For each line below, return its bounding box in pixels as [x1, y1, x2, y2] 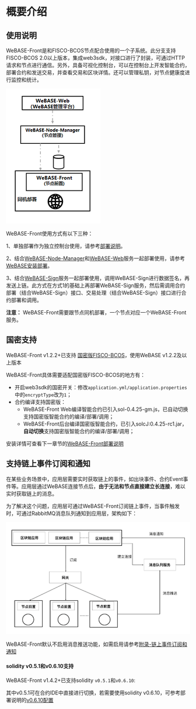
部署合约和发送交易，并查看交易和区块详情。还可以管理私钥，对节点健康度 [6, 69, 185, 76]
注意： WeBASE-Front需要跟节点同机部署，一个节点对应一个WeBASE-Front [6, 309, 187, 316]
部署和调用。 [10, 296, 42, 303]
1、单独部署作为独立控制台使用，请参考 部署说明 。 [6, 243, 126, 249]
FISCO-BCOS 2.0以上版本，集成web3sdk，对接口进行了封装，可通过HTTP [6, 54, 185, 61]
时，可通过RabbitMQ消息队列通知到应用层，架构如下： [6, 510, 138, 517]
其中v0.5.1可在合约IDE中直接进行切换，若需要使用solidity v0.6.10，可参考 [6, 689, 181, 696]
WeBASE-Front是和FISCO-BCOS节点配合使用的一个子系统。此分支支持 [6, 47, 176, 54]
